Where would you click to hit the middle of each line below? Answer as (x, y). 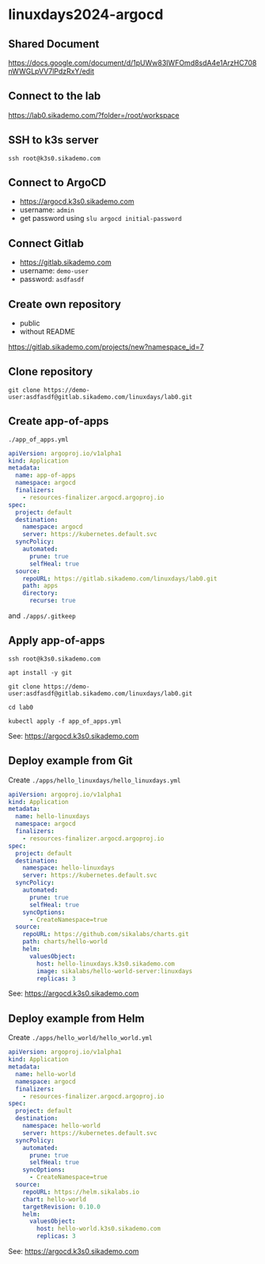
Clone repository (51, 372)
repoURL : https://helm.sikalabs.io (81, 1192)
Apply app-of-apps (57, 640)
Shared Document (54, 44)
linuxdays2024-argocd (86, 15)
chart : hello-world (55, 1199)
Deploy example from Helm (76, 1018)
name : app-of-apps (46, 476)
